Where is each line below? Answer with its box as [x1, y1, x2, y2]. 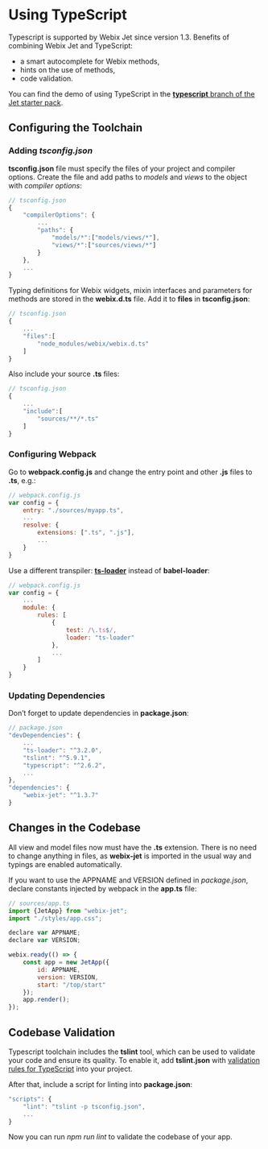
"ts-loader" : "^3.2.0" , [23, 746, 103, 754]
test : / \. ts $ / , [65, 626, 117, 634]
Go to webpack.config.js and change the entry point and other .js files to [8, 467, 253, 477]
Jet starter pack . [8, 97, 64, 107]
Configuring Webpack [8, 448, 97, 460]
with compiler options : [8, 180, 83, 190]
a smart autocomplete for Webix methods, [19, 56, 160, 66]
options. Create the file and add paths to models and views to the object [8, 172, 248, 182]
